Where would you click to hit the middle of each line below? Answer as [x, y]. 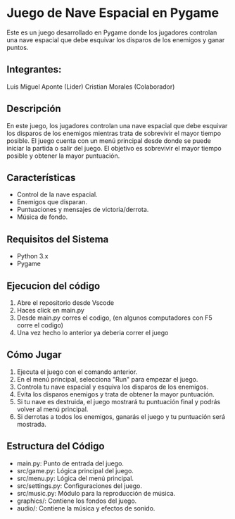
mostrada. [32, 424]
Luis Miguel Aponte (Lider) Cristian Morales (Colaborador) [91, 87]
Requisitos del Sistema [58, 239]
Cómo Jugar [34, 355]
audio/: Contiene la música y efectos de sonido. [86, 508]
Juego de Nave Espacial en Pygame [113, 13]
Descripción [34, 109]
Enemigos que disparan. [52, 202]
